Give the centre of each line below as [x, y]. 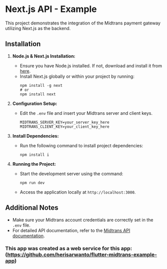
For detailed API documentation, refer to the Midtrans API [71, 230]
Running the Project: [34, 164]
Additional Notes [32, 208]
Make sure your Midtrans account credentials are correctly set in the [83, 220]
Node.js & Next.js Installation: [44, 56]
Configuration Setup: [35, 103]
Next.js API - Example [51, 9]
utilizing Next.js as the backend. [38, 28]
